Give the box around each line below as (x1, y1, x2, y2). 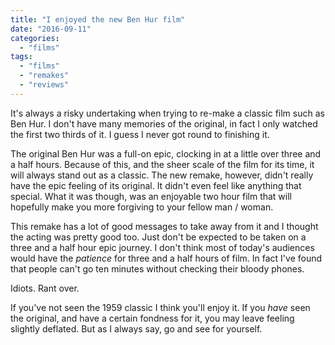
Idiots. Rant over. (10, 282, 80, 294)
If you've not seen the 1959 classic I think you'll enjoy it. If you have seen (10, 301, 311, 313)
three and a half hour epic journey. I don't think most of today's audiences (10, 241, 315, 253)
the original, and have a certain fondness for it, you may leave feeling (10, 312, 295, 324)
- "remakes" (19, 71, 70, 81)
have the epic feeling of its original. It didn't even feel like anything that (10, 179, 302, 191)
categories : (10, 33, 60, 43)
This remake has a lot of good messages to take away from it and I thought (10, 220, 319, 232)
